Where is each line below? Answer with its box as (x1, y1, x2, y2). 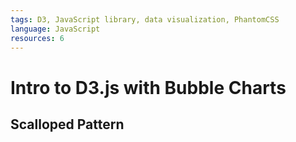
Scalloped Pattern (10, 116, 125, 133)
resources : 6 (10, 33, 65, 43)
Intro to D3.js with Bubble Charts (10, 76, 287, 99)
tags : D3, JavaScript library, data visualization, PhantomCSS (10, 14, 280, 25)
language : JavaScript (10, 24, 101, 34)
